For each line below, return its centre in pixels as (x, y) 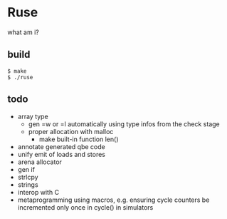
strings (28, 184)
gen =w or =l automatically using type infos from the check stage (124, 124)
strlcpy (28, 177)
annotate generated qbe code (61, 146)
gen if (26, 169)
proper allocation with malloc (71, 131)
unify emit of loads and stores (61, 154)
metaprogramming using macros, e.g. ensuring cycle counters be (114, 200)
